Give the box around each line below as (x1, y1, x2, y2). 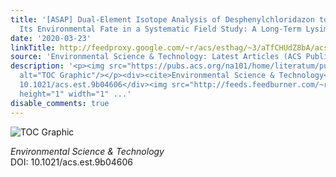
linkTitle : (10, 42, 56, 53)
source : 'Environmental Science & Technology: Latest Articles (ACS (10, 52, 302, 62)
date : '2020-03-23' (10, 33, 92, 43)
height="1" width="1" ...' (19, 89, 132, 99)
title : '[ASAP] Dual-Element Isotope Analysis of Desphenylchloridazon (10, 14, 315, 25)
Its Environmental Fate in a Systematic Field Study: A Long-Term (19, 24, 302, 34)
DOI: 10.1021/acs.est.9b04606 (10, 156, 134, 168)
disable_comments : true (10, 98, 110, 108)
